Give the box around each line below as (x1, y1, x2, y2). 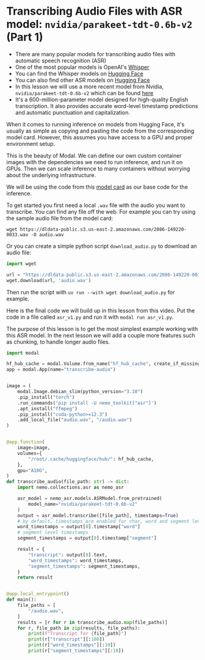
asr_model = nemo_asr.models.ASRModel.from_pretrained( (17, 496, 163, 502)
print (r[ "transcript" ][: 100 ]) (28, 636, 105, 642)
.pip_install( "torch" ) (17, 394, 75, 401)
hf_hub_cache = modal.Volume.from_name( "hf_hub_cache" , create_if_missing (6, 361, 201, 367)
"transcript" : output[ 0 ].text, (28, 551, 108, 558)
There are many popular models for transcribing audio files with (15, 50, 176, 57)
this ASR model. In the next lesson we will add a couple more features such (6, 332, 195, 339)
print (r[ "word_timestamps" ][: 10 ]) (28, 642, 116, 648)
